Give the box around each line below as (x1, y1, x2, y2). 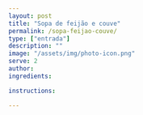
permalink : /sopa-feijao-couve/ (8, 27, 117, 35)
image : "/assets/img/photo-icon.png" (8, 49, 136, 57)
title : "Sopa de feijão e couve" (8, 19, 121, 28)
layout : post (8, 11, 53, 20)
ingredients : (8, 72, 53, 80)
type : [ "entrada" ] (8, 34, 70, 43)
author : (8, 65, 35, 73)
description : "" (8, 42, 63, 50)
